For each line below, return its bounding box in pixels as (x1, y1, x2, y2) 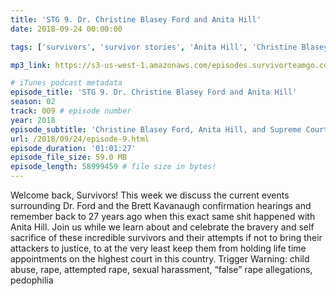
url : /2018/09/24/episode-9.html (10, 134, 150, 144)
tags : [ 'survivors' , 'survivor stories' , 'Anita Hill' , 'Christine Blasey (10, 42, 329, 52)
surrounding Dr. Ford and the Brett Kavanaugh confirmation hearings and (10, 200, 312, 211)
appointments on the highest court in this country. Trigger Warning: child (10, 253, 310, 265)
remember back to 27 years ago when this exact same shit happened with (10, 211, 316, 222)
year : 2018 (10, 115, 56, 125)
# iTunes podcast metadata (10, 78, 123, 88)
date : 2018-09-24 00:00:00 (10, 24, 123, 34)
